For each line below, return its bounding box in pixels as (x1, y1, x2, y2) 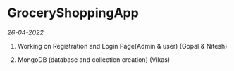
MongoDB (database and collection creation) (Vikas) (17, 55, 171, 64)
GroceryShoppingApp (7, 5, 139, 21)
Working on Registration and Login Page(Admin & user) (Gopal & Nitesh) (17, 41, 228, 50)
